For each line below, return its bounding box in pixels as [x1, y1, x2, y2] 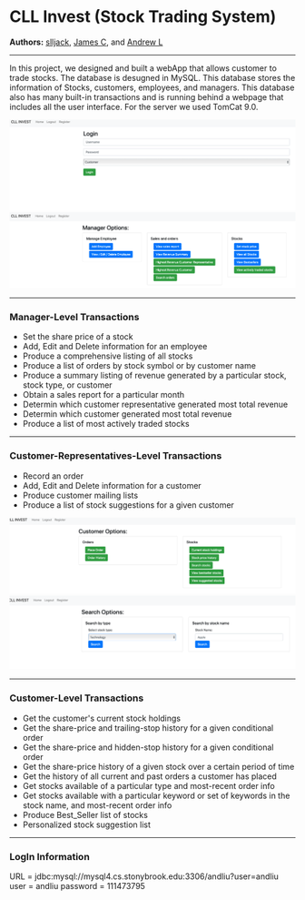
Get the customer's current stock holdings [22, 713, 182, 723]
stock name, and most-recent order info [22, 799, 172, 811]
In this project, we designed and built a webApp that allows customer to [9, 62, 277, 74]
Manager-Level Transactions [9, 310, 140, 323]
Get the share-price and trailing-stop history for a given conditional [22, 722, 274, 733]
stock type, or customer [22, 379, 113, 390]
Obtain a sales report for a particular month [22, 389, 185, 400]
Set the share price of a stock [22, 331, 133, 342]
